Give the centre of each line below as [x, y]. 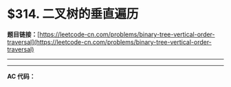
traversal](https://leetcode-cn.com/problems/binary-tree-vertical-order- [109, 42]
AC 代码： [21, 76]
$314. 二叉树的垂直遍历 [73, 14]
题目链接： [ [23, 34]
